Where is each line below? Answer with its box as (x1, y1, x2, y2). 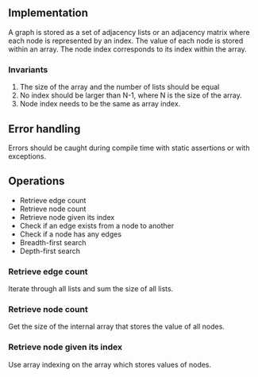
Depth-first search (19, 246, 81, 256)
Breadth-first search (19, 237, 87, 247)
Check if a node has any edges (19, 229, 121, 239)
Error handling (8, 122, 81, 136)
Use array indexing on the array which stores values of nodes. (8, 360, 212, 369)
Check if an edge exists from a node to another (19, 221, 175, 230)
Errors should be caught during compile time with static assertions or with (8, 143, 250, 152)
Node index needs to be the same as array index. (19, 99, 181, 109)
